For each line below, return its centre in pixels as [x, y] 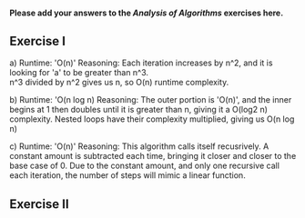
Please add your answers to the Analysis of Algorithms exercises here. [147, 13]
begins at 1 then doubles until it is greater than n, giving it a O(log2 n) [139, 110]
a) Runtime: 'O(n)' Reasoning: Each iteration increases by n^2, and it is [141, 63]
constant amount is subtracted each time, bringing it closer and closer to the [153, 156]
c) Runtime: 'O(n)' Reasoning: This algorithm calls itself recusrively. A [139, 146]
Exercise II [40, 204]
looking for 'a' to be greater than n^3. [79, 73]
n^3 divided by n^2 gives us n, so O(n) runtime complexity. [119, 83]
